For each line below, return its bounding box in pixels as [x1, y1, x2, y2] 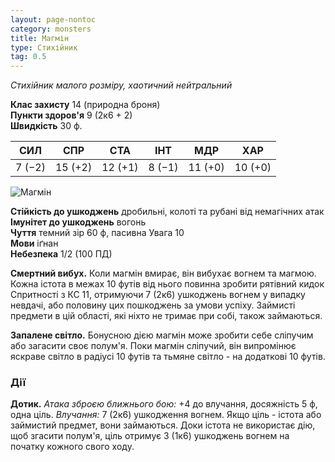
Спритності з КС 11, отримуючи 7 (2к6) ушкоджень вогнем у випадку [10, 289, 306, 301]
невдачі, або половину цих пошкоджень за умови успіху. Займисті [10, 299, 296, 311]
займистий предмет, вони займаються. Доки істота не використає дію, [10, 419, 316, 431]
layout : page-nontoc [10, 14, 97, 25]
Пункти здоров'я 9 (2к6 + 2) [10, 109, 133, 121]
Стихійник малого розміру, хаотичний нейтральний [10, 79, 233, 91]
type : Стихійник [10, 42, 78, 53]
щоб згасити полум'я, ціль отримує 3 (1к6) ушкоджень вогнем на [10, 430, 290, 442]
